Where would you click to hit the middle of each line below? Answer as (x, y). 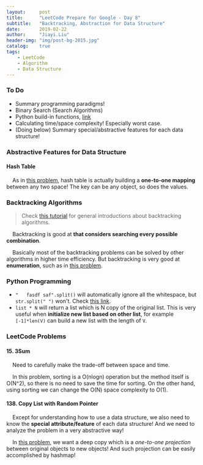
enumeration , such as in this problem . (54, 266)
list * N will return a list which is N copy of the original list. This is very (105, 308)
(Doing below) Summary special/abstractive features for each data (99, 130)
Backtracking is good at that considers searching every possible (95, 234)
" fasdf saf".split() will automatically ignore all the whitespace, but (106, 295)
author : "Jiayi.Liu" (38, 35)
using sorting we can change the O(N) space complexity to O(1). (87, 390)
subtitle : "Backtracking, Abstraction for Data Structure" (86, 23)
